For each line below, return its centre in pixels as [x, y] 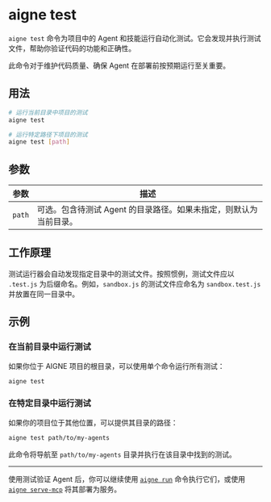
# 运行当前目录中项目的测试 [48, 112]
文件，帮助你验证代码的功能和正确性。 [72, 48]
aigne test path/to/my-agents [59, 437]
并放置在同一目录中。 [44, 294]
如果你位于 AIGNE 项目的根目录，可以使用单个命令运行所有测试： [117, 366]
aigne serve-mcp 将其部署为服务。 [65, 489]
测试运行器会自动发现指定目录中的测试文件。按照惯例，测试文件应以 [121, 274]
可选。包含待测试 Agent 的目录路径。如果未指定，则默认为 [147, 210]
